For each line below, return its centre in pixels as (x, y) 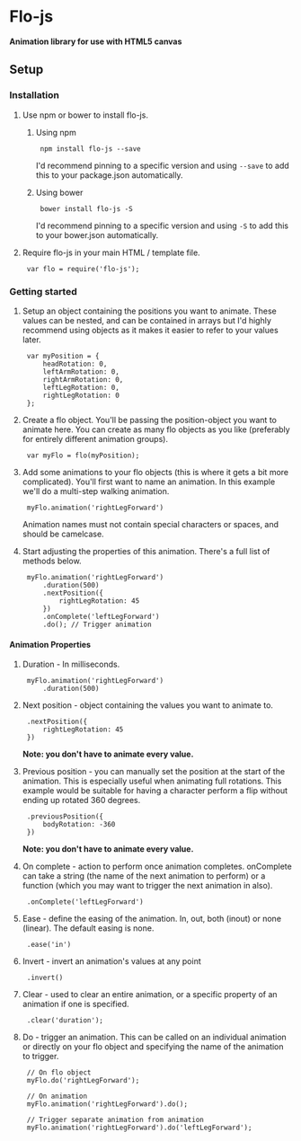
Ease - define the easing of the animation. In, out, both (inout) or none (151, 919)
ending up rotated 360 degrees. (81, 800)
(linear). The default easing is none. (88, 928)
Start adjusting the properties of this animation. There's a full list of (146, 551)
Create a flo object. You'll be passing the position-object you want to (149, 420)
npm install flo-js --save (90, 149)
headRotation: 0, (75, 364)
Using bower (59, 192)
